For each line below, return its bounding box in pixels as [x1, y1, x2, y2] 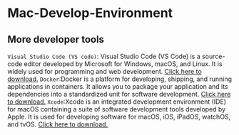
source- [202, 52, 225, 60]
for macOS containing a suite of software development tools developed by [7, 105, 226, 113]
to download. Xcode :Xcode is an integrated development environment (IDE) [7, 97, 227, 106]
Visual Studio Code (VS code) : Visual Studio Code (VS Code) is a [7, 52, 201, 60]
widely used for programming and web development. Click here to [7, 67, 202, 75]
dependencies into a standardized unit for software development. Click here [7, 90, 231, 98]
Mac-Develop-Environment [7, 5, 173, 21]
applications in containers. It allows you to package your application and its [7, 82, 228, 90]
